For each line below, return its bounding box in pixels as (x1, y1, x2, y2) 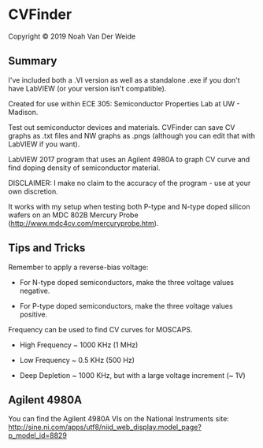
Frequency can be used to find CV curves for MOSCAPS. (8, 324, 193, 334)
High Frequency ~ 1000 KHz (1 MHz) (19, 340, 139, 350)
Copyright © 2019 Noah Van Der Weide (8, 31, 136, 41)
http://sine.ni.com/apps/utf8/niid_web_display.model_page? (8, 423, 202, 432)
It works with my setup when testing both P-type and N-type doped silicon (8, 202, 250, 211)
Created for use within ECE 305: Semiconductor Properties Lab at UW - (8, 98, 240, 108)
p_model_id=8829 (8, 431, 67, 440)
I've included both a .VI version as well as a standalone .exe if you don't (8, 75, 240, 84)
